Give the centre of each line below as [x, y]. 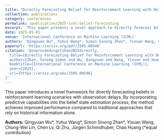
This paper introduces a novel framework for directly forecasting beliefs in [80, 92]
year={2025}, [23, 69]
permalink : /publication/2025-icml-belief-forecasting [62, 23]
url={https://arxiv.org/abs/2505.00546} [51, 73]
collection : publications [31, 14]
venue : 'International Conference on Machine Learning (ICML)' [71, 37]
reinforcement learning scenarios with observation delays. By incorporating [81, 97]
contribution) [18, 132]
